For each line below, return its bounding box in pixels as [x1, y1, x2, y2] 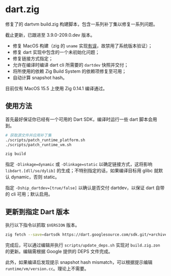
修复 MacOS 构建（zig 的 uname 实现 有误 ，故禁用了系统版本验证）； [12, 42, 153, 49]
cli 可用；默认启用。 [11, 191, 53, 197]
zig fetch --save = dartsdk [5, 232, 60, 237]
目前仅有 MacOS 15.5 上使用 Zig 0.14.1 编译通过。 [5, 85, 108, 91]
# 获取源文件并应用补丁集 [5, 132, 52, 138]
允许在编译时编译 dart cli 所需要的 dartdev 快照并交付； [12, 62, 129, 68]
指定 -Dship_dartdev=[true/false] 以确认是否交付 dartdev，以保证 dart [5, 185, 155, 191]
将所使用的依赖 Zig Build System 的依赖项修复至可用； [12, 68, 127, 74]
